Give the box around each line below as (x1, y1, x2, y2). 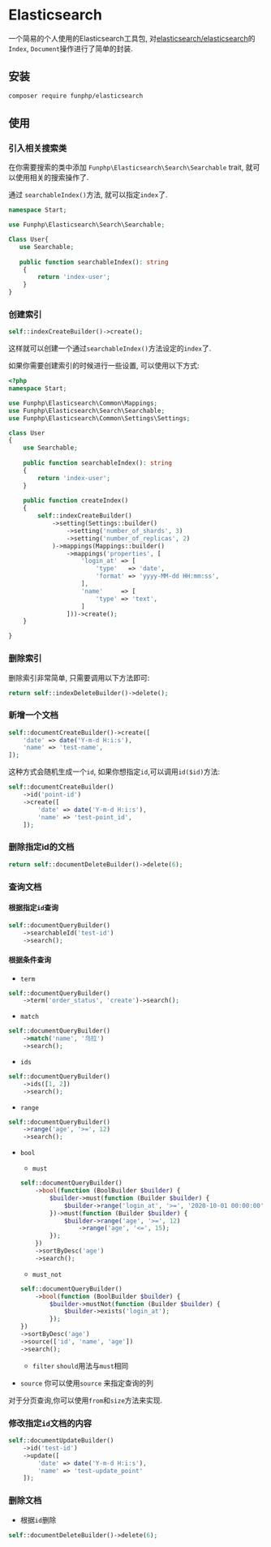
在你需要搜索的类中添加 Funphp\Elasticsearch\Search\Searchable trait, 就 (8, 162, 253, 172)
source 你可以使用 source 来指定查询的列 (19, 1377, 154, 1388)
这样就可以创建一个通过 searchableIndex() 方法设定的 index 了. (8, 343, 212, 354)
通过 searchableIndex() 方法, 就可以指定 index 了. (8, 190, 168, 200)
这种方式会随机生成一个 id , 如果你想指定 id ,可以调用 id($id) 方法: (8, 767, 221, 776)
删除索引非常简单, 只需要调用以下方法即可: (8, 673, 150, 682)
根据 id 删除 (19, 1515, 57, 1524)
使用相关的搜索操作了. (15, 173, 89, 183)
